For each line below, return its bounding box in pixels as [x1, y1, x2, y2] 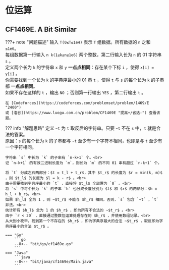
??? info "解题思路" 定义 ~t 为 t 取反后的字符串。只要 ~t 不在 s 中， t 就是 [5, 125, 156, 131]
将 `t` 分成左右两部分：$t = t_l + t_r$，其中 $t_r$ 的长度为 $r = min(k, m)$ [5, 170, 163, 175]
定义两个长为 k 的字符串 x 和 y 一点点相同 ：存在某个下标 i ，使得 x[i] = [5, 64, 154, 70]
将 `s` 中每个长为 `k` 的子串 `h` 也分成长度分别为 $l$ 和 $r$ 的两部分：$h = [5, 186, 157, 191]
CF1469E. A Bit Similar [5, 25, 77, 33]
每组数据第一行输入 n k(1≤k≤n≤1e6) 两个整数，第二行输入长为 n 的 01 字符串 [5, 51, 162, 58]
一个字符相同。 [5, 144, 36, 150]
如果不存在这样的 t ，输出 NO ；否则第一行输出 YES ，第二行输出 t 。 [5, 89, 146, 95]
